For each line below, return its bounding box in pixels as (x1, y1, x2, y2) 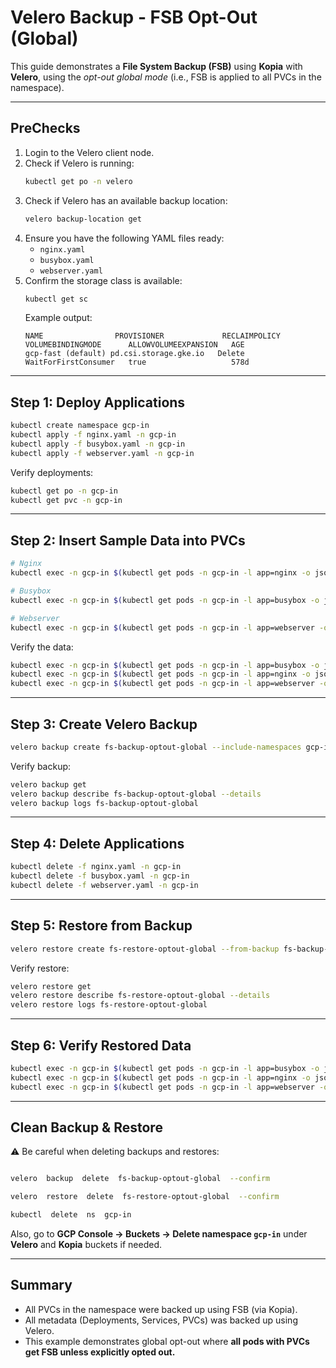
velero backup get (10, 779, 87, 790)
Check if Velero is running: (24, 157, 135, 169)
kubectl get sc (24, 294, 89, 304)
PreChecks (10, 120, 81, 137)
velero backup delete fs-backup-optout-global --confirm (10, 1174, 271, 1184)
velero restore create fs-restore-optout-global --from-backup (10, 944, 280, 954)
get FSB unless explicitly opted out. (24, 1346, 176, 1358)
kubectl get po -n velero (24, 176, 133, 186)
